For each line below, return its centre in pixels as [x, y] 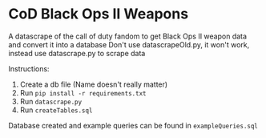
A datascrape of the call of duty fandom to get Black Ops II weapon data [127, 36]
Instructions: [29, 68]
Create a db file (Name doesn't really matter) [94, 84]
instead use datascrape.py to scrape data [77, 53]
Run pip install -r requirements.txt [83, 92]
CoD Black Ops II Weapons [99, 14]
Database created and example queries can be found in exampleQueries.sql [133, 125]
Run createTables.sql [56, 110]
